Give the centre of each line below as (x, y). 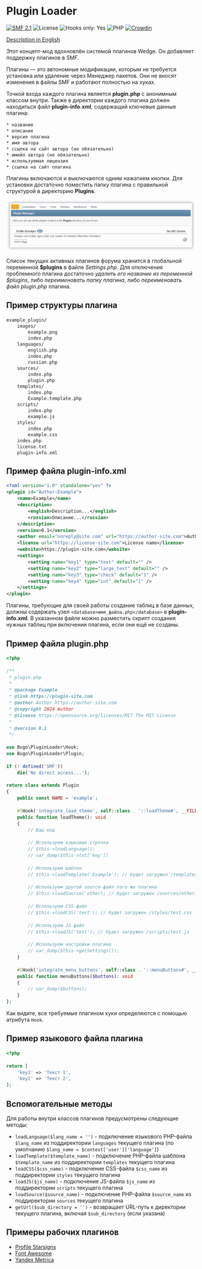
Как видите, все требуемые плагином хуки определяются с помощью (97, 1013)
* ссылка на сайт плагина (38, 167)
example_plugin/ (26, 320)
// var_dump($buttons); (57, 989)
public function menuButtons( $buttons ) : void (75, 976)
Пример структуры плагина (62, 305)
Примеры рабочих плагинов (63, 1233)
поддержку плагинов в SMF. (43, 57)
